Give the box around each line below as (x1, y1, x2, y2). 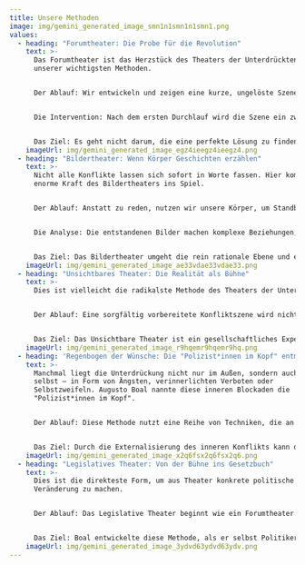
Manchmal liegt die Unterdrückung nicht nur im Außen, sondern (33, 369, 279, 378)
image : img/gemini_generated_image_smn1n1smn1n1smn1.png (9, 22, 230, 31)
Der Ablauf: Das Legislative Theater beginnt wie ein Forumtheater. (33, 510, 299, 519)
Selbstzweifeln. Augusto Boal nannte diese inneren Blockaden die (33, 385, 290, 395)
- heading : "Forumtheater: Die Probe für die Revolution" (17, 38, 242, 48)
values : (9, 30, 39, 39)
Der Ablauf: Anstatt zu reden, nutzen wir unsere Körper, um (33, 203, 271, 213)
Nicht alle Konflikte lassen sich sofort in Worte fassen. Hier (33, 171, 282, 180)
